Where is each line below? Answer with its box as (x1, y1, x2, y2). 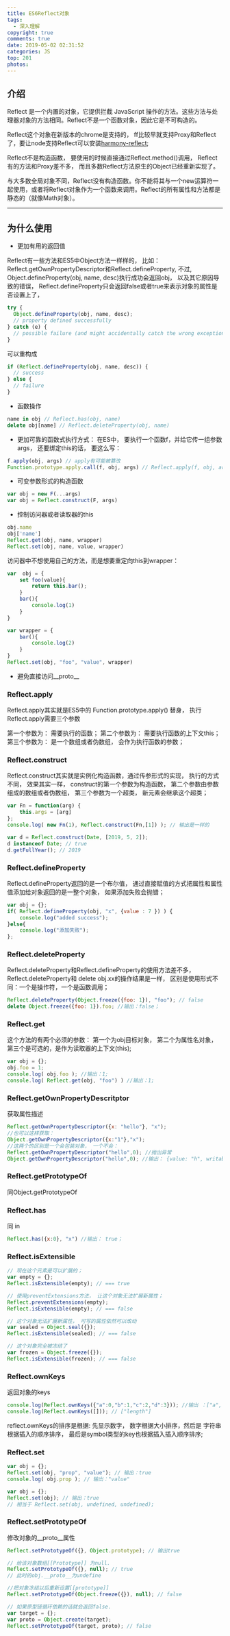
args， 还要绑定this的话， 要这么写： (16, 443, 122, 452)
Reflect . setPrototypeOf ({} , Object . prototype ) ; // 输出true (7, 1547, 180, 1554)
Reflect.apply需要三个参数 (7, 715, 81, 723)
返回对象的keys (7, 1388, 51, 1396)
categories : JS (7, 49, 51, 55)
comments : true (7, 36, 51, 42)
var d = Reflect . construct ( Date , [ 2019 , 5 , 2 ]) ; (7, 834, 149, 841)
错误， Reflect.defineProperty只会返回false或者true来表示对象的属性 (18, 282, 212, 290)
